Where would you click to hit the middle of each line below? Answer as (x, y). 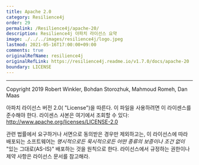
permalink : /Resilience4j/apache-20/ (53, 28)
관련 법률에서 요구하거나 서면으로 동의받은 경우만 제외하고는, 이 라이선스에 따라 (97, 134)
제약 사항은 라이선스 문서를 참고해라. (48, 156)
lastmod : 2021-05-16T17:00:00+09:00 (51, 45)
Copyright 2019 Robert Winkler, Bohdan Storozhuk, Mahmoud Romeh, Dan (97, 89)
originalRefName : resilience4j (45, 56)
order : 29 (18, 23)
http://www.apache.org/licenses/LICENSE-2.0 (62, 122)
